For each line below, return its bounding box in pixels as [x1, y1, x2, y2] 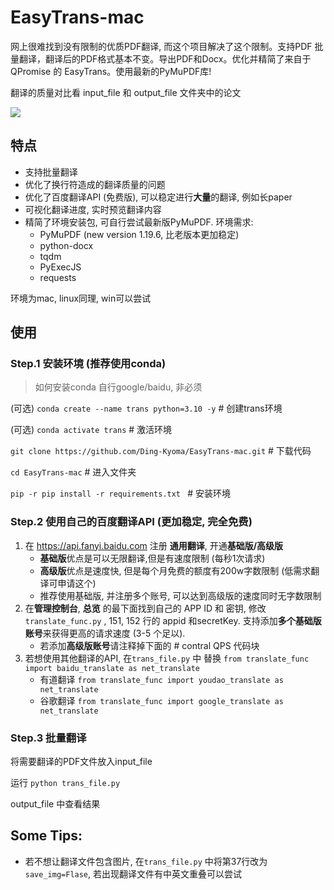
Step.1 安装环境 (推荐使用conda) [10, 357, 167, 371]
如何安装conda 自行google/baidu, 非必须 [34, 381, 203, 393]
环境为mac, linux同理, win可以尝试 [10, 292, 152, 304]
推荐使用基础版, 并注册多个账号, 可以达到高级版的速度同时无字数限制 [39, 589, 322, 601]
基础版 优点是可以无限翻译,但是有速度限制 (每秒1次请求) [39, 552, 266, 564]
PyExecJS [39, 261, 82, 273]
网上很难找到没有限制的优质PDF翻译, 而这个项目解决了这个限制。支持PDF [10, 40, 313, 52]
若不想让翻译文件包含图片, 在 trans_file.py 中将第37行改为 [24, 855, 268, 867]
